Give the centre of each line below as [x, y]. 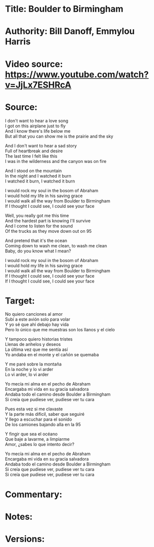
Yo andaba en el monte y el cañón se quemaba [52, 355]
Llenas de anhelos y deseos [33, 344]
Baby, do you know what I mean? [38, 251]
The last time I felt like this [31, 156]
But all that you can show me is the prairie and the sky [59, 136]
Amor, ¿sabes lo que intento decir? [40, 445]
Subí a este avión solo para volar [38, 319]
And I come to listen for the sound [39, 226]
